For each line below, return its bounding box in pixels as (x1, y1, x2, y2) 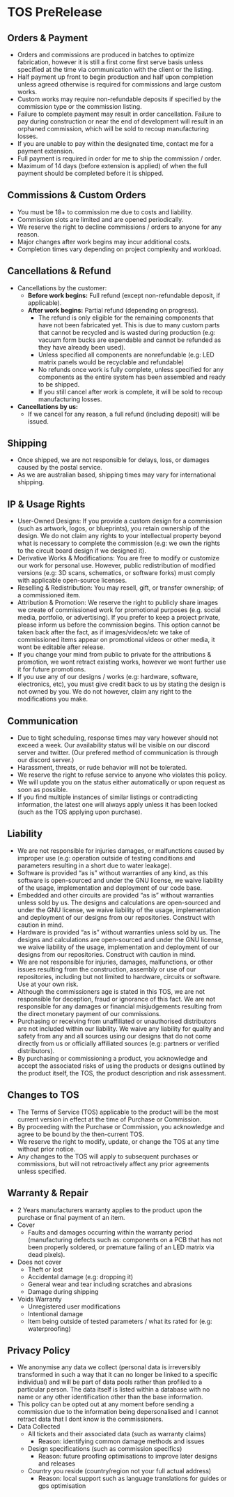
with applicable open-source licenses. (17, 576, 127, 585)
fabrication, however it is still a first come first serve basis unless (17, 58, 204, 66)
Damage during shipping (27, 1287, 99, 1295)
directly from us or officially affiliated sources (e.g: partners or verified (17, 1039, 219, 1048)
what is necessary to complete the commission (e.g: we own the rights (17, 539, 221, 548)
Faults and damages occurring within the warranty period (27, 1228, 193, 1236)
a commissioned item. (17, 591, 81, 599)
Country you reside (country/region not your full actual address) (27, 1467, 212, 1475)
